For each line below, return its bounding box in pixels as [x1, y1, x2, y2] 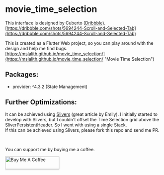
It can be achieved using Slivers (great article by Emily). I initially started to [5, 111, 158, 117]
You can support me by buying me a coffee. [5, 146, 95, 152]
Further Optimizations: [5, 98, 77, 106]
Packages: [5, 71, 39, 79]
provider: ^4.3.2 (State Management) [12, 84, 88, 89]
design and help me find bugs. [5, 45, 68, 51]
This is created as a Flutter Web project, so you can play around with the [5, 40, 154, 46]
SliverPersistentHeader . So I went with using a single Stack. [5, 122, 127, 128]
